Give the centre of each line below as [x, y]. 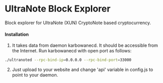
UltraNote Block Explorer [58, 9]
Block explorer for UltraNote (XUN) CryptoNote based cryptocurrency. [78, 23]
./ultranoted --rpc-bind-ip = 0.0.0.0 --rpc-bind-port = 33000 [68, 60]
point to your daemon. [35, 75]
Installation [17, 34]
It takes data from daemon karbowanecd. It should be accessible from [85, 45]
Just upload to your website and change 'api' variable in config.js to [83, 70]
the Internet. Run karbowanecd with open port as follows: [72, 51]
